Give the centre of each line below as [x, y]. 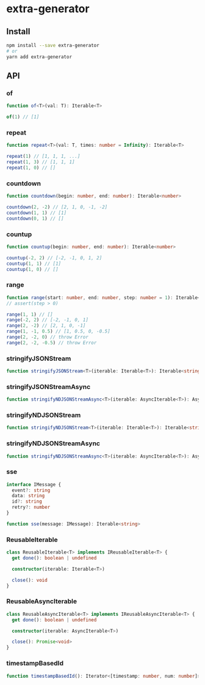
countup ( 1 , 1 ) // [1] [34, 264]
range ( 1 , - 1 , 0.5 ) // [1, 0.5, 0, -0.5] [59, 331]
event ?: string [31, 490]
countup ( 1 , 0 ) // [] [33, 269]
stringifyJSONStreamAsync [49, 387]
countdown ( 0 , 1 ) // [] [35, 218]
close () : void [30, 580]
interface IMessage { [34, 484]
